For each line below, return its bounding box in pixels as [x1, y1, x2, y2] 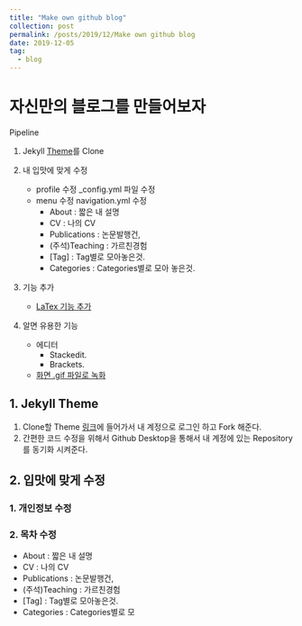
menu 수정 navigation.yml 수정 [35, 195, 147, 205]
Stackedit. [49, 349, 87, 360]
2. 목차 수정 [9, 528, 57, 540]
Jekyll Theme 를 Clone [22, 145, 105, 156]
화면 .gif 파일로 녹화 [35, 369, 106, 380]
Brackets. [49, 358, 86, 369]
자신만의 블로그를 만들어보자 [9, 96, 206, 117]
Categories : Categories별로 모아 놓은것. [49, 262, 196, 273]
